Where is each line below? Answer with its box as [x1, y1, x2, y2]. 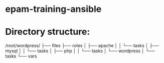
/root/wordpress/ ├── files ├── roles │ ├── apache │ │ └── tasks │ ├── [5, 43, 159, 49]
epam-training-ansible [5, 3, 102, 15]
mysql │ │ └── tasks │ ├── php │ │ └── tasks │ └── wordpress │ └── [5, 48, 155, 54]
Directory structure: [5, 26, 90, 38]
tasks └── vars [5, 53, 37, 59]
